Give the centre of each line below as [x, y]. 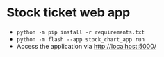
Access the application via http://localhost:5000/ [87, 46]
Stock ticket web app [68, 13]
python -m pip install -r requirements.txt [81, 32]
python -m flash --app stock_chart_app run [81, 39]
